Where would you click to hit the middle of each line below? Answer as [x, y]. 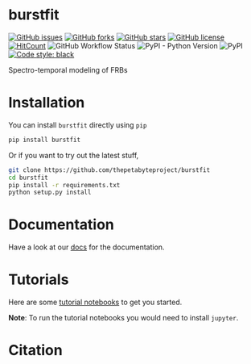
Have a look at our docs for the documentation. [86, 247]
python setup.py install [50, 192]
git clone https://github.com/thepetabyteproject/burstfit [109, 170]
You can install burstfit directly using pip [78, 125]
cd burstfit [28, 178]
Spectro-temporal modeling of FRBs [68, 69]
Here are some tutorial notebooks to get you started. [95, 302]
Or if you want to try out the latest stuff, [74, 155]
